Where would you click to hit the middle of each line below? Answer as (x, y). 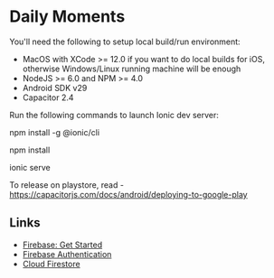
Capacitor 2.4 (48, 97)
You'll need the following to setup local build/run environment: (125, 42)
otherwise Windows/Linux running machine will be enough (132, 69)
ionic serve (30, 167)
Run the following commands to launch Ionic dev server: (114, 115)
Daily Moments (67, 17)
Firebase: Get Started (62, 245)
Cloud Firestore (51, 264)
